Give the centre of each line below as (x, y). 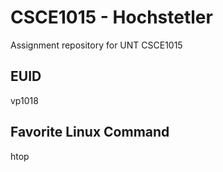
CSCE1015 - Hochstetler (111, 17)
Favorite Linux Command (90, 132)
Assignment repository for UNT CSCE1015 (96, 45)
